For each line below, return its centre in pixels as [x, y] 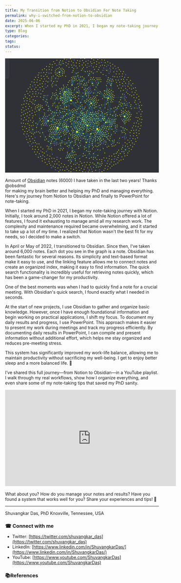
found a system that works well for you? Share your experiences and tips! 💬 [81, 499]
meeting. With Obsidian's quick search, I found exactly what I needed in [77, 292]
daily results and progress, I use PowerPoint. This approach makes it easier [81, 322]
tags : [10, 42]
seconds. [14, 297]
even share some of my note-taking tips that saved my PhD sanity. [72, 383]
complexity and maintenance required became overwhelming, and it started [81, 226]
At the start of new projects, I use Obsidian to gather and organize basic [77, 306]
